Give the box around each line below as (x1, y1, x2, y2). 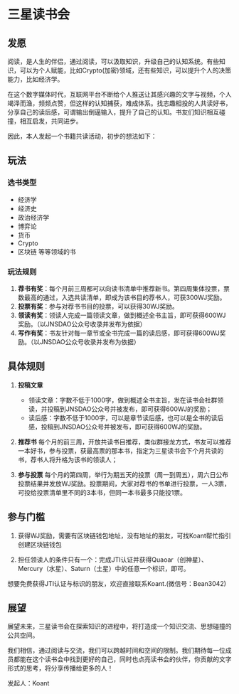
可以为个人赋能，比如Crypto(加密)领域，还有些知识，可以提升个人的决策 (19, 66, 232, 75)
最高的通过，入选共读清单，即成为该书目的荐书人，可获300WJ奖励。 (23, 293, 226, 301)
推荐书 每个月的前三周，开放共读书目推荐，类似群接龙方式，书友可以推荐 (17, 437, 232, 446)
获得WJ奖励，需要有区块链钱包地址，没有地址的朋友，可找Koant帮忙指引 (17, 531, 231, 540)
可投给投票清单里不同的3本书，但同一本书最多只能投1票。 (17, 488, 187, 496)
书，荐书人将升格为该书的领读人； (17, 455, 118, 464)
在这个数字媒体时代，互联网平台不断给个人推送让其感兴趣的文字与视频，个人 (7, 90, 232, 98)
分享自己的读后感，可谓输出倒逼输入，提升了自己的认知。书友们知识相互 (7, 108, 219, 116)
